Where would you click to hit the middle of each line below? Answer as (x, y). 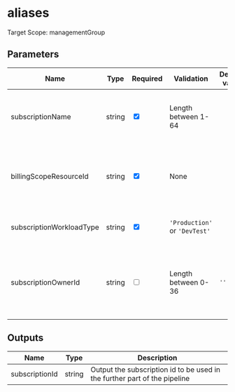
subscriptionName (41, 116)
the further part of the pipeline (140, 378)
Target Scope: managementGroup (56, 32)
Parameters (33, 54)
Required (147, 79)
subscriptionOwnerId (45, 282)
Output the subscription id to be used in (156, 370)
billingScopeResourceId (50, 176)
